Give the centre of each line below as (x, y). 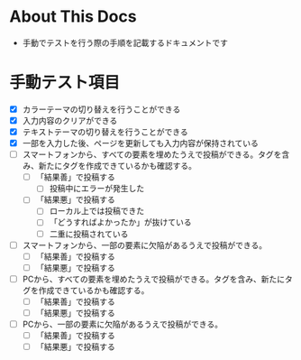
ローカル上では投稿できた (97, 211)
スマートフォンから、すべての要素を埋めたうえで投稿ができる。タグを (152, 154)
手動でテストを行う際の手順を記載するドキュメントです (125, 42)
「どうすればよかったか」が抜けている (120, 222)
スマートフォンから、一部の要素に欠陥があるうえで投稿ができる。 (145, 245)
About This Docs (73, 17)
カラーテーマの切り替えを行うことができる (101, 109)
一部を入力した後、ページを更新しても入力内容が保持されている (140, 143)
